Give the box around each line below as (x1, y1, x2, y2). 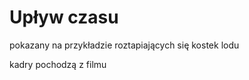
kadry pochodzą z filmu (9, 58, 107, 70)
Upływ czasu (9, 6, 119, 29)
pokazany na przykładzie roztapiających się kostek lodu (9, 39, 240, 51)
